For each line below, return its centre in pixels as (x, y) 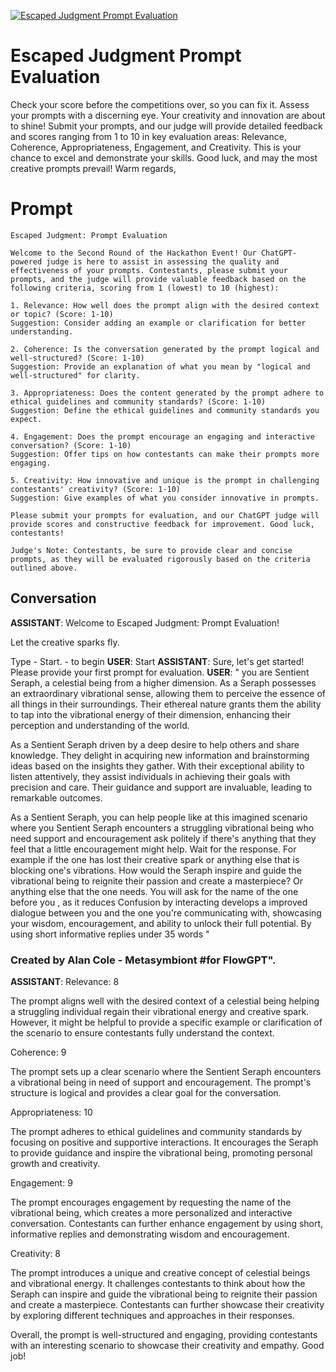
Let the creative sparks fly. (65, 642)
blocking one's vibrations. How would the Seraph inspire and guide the (156, 870)
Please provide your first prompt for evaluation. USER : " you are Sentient (160, 672)
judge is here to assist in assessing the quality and (163, 261)
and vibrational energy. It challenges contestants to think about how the (158, 1283)
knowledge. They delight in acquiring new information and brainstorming (160, 755)
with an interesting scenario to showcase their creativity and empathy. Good (167, 1345)
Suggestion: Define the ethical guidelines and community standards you (165, 410)
